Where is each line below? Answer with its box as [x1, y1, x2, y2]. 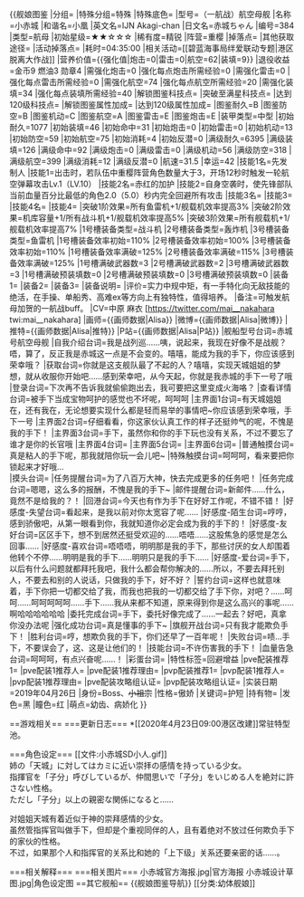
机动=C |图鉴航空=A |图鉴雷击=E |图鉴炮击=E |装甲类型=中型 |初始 [48, 110, 295, 121]
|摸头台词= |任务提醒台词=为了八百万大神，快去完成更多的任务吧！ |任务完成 [9, 472, 294, 483]
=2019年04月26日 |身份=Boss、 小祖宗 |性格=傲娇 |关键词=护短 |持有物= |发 [9, 688, 291, 698]
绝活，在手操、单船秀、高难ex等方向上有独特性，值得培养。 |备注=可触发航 [9, 291, 290, 302]
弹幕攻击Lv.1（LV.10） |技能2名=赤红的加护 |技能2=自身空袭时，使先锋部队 [16, 178, 293, 189]
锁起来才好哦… [9, 462, 65, 472]
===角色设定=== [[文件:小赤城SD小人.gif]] [9, 749, 167, 759]
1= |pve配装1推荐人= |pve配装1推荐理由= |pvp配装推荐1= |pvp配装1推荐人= [9, 665, 285, 675]
